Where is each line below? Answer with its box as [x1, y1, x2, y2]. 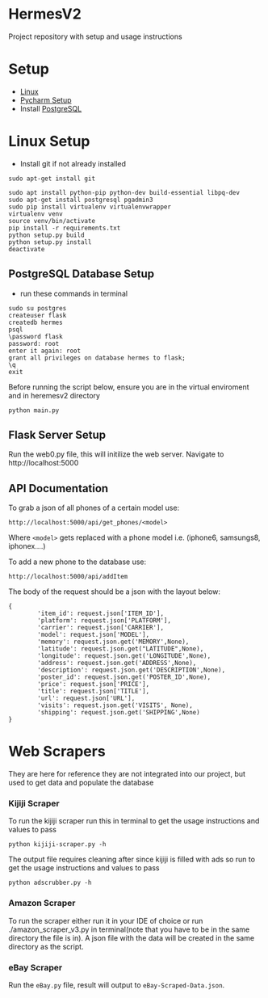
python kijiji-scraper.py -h [8, 840, 107, 849]
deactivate [8, 245, 45, 253]
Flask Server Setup [8, 428, 107, 442]
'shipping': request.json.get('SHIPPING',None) [37, 709, 200, 717]
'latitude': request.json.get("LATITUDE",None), [37, 645, 204, 653]
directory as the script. [8, 941, 84, 951]
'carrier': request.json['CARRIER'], [37, 624, 164, 632]
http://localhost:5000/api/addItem [8, 573, 128, 581]
